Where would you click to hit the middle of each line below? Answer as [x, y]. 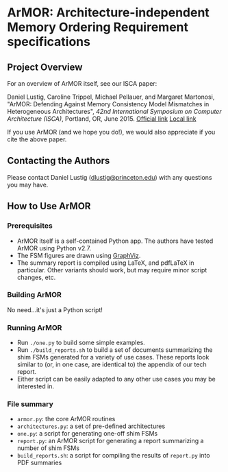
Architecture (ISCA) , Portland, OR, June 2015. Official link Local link [102, 119]
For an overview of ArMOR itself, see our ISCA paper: [82, 83]
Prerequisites [30, 226]
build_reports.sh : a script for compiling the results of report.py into [113, 456]
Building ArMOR [34, 295]
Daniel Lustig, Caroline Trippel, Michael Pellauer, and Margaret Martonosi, [111, 97]
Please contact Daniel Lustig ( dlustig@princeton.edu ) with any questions [110, 177]
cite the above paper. [37, 139]
